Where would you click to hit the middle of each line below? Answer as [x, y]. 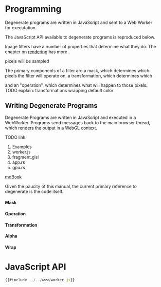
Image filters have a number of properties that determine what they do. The [81, 46]
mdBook [13, 177]
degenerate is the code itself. [34, 191]
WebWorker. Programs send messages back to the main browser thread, [78, 122]
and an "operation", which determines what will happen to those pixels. [76, 85]
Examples [22, 147]
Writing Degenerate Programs [51, 106]
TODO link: [16, 137]
